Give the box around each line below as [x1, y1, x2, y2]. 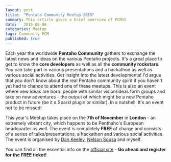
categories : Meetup [5, 27, 47, 32]
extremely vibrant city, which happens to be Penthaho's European [5, 120, 144, 126]
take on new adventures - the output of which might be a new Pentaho [5, 93, 154, 100]
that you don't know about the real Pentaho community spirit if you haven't [5, 77, 163, 84]
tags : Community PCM [5, 31, 50, 36]
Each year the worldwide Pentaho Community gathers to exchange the [5, 50, 156, 56]
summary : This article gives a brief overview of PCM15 [5, 17, 127, 22]
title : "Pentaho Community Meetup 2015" [5, 12, 95, 17]
